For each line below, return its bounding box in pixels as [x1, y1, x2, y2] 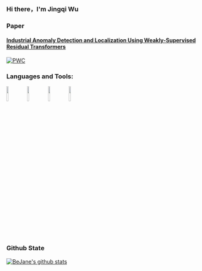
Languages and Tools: [6, 72, 73, 80]
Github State [6, 244, 45, 253]
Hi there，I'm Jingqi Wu [6, 4, 79, 13]
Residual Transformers [6, 43, 66, 51]
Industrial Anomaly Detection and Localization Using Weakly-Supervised [6, 37, 196, 44]
